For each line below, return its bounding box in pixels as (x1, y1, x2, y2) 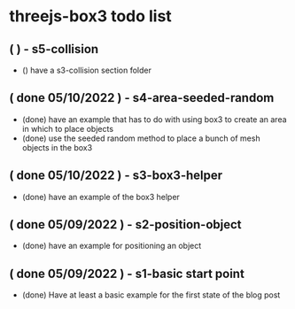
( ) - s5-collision (9, 42, 99, 57)
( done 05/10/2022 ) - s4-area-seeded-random (9, 90, 275, 105)
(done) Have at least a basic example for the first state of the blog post (21, 290, 281, 300)
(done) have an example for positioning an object (21, 241, 202, 251)
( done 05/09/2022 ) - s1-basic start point (9, 266, 245, 281)
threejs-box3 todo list (9, 6, 173, 27)
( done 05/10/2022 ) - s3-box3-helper (9, 168, 223, 183)
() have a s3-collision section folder (21, 65, 152, 75)
